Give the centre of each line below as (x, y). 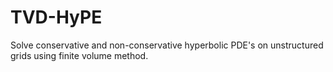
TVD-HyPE (56, 17)
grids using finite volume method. (79, 55)
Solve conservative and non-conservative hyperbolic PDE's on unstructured (167, 45)
